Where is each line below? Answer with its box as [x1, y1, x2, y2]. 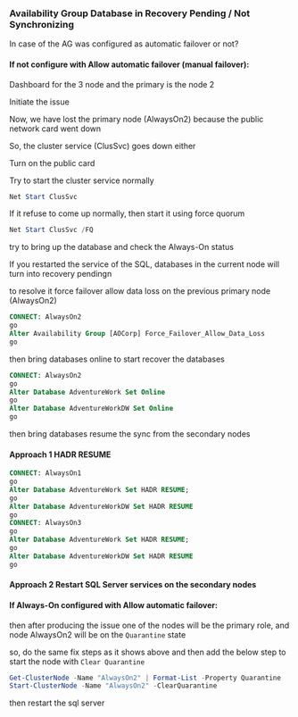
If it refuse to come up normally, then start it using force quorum [9, 208, 245, 219]
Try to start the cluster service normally [9, 175, 154, 186]
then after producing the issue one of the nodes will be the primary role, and [9, 620, 290, 630]
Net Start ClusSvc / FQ [9, 226, 94, 235]
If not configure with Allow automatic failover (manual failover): [9, 59, 250, 70]
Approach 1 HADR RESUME [9, 449, 112, 460]
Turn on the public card [9, 157, 95, 168]
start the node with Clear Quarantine [9, 655, 145, 667]
